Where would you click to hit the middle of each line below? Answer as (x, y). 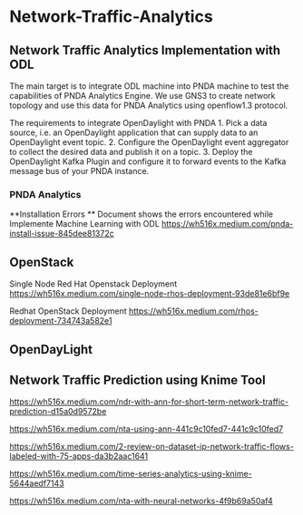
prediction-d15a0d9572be (58, 412)
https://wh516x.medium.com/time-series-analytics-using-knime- (131, 474)
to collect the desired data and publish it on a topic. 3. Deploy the (131, 152)
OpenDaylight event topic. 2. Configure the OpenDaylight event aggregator (149, 142)
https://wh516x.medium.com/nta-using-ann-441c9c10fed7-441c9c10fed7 (147, 429)
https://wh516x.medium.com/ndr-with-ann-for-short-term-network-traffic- (149, 402)
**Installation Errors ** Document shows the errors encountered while (142, 214)
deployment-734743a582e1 (61, 321)
